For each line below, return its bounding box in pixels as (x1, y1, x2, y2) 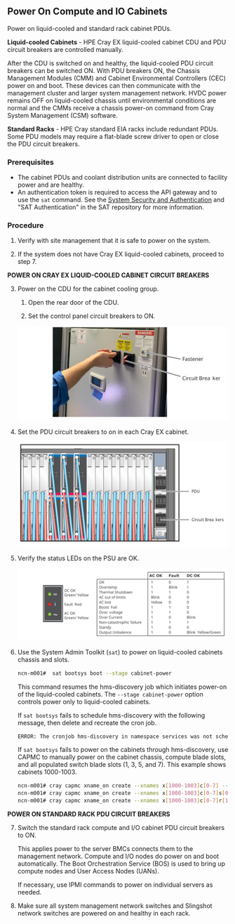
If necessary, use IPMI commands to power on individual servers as (17, 880, 213, 889)
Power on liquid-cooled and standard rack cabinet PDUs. (7, 24, 172, 32)
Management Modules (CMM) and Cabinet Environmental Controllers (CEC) (7, 74, 227, 82)
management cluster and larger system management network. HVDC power (7, 88, 227, 97)
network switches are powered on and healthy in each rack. (17, 909, 191, 918)
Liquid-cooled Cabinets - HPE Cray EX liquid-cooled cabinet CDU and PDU (7, 38, 227, 46)
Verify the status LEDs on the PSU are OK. (17, 554, 140, 562)
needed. (17, 888, 42, 897)
